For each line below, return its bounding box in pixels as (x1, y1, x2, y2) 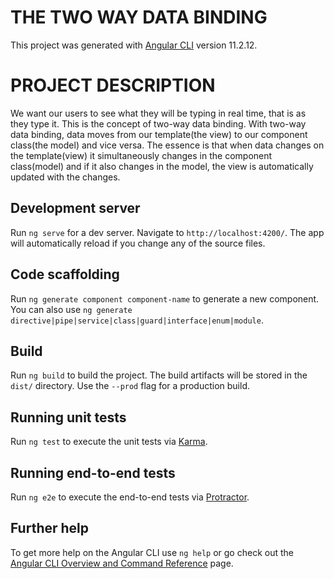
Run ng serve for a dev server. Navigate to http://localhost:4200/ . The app (10, 226, 325, 238)
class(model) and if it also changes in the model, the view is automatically (10, 160, 314, 172)
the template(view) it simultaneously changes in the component (10, 149, 273, 161)
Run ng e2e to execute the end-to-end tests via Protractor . (10, 491, 250, 503)
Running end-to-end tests (10, 464, 176, 481)
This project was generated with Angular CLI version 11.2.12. (10, 39, 258, 51)
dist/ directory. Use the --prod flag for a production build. (10, 380, 250, 392)
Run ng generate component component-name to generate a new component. (10, 292, 320, 305)
